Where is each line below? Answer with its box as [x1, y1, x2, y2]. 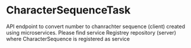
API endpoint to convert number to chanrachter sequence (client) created [6, 23, 185, 30]
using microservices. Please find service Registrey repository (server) [6, 29, 176, 36]
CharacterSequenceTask [6, 4, 131, 17]
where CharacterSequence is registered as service [6, 35, 130, 42]
